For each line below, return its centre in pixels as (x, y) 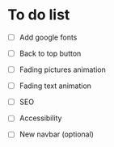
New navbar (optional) (57, 134)
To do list (39, 15)
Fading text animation (55, 86)
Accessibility (40, 118)
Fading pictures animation (62, 69)
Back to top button (50, 53)
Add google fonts (48, 37)
